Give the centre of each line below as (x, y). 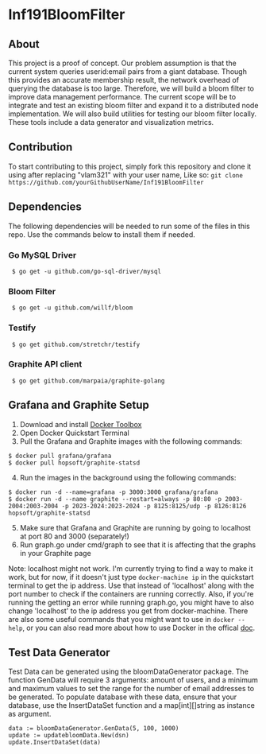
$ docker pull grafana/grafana (60, 456)
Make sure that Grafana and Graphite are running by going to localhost (135, 527)
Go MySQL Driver (42, 255)
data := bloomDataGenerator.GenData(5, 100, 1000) (94, 729)
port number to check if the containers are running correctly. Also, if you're (131, 593)
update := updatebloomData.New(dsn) (69, 736)
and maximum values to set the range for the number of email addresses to (131, 689)
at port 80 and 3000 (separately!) (74, 536)
